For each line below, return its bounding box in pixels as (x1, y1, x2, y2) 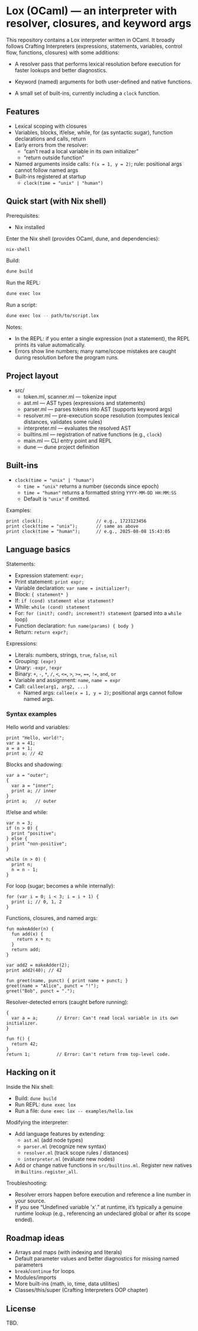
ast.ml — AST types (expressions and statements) (23, 399, 146, 406)
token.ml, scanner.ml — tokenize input (23, 393, 117, 400)
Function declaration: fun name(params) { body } (14, 622, 134, 629)
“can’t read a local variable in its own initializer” (23, 147, 139, 155)
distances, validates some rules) (23, 418, 102, 425)
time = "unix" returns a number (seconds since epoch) (23, 483, 160, 490)
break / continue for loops (14, 1268, 75, 1275)
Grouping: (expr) (14, 657, 57, 664)
